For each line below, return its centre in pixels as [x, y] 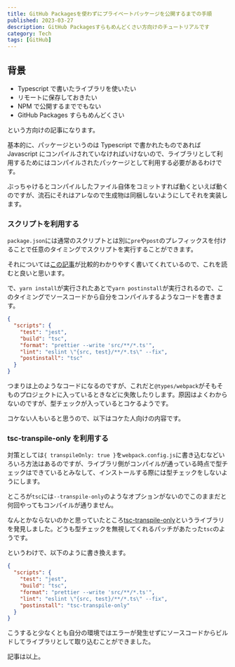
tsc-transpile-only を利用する [58, 439]
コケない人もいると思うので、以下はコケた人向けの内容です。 [96, 418]
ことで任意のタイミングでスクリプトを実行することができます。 [105, 249]
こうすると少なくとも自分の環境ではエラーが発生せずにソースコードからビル [118, 633]
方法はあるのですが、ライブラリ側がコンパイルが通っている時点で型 [124, 464]
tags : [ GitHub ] [29, 40]
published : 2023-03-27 [40, 20]
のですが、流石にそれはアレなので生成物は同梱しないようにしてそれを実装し [117, 195]
